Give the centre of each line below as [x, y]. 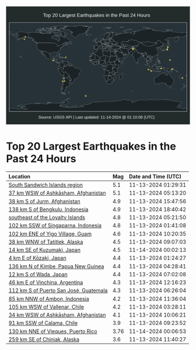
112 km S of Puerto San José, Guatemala [58, 290]
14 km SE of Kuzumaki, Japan [44, 250]
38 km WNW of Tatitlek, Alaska [46, 242]
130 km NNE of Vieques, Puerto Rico [53, 331]
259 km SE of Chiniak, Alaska [44, 339]
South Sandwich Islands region [46, 185]
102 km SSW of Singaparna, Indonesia [55, 226]
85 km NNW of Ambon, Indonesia [49, 299]
